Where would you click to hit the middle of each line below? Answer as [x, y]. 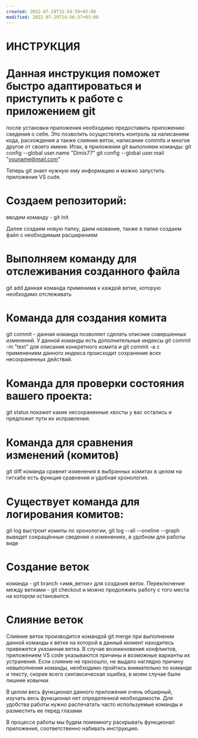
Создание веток [48, 567]
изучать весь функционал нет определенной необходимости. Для [90, 698]
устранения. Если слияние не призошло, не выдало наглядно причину [95, 662]
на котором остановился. [38, 596]
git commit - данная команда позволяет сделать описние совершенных [96, 334]
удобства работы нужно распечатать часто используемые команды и [95, 704]
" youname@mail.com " [33, 159]
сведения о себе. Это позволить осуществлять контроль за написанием [98, 134]
